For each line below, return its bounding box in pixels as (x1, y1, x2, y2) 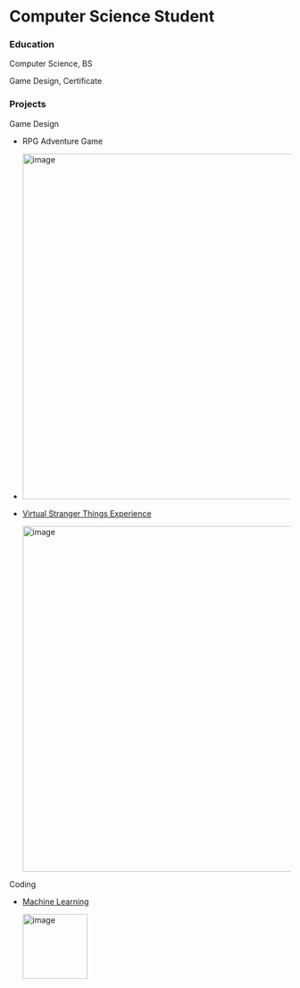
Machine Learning (21, 896, 89, 907)
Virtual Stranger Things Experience (21, 507, 152, 519)
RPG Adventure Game (21, 136, 104, 147)
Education (9, 38, 55, 51)
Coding (9, 878, 37, 890)
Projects (9, 98, 46, 111)
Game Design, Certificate (9, 76, 103, 87)
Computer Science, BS (9, 58, 93, 69)
